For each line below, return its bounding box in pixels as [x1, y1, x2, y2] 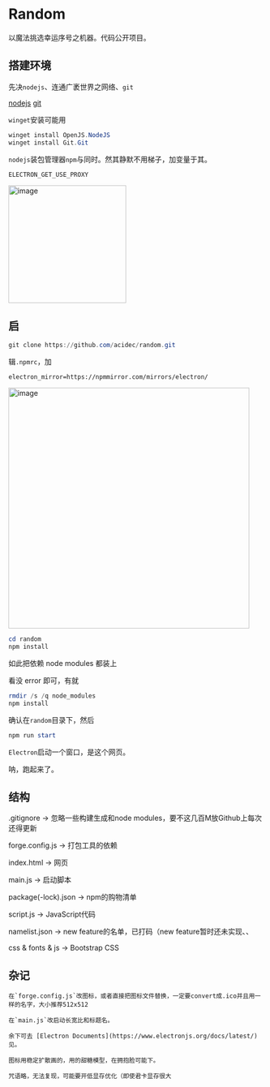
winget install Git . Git [8, 139, 89, 147]
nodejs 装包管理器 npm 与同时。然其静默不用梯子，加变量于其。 [8, 154, 212, 164]
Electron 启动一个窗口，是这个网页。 [8, 747, 131, 757]
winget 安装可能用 [8, 114, 66, 124]
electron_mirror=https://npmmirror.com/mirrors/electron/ [8, 373, 208, 381]
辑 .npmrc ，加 [8, 357, 52, 367]
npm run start [8, 731, 57, 739]
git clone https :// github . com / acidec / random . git [8, 342, 176, 350]
